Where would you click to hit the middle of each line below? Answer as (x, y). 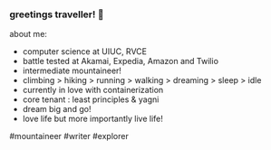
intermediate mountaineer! (72, 70)
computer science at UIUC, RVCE (85, 52)
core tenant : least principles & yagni (91, 99)
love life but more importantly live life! (92, 119)
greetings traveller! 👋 (57, 14)
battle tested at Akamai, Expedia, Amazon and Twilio (121, 61)
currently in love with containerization (93, 90)
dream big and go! (57, 109)
